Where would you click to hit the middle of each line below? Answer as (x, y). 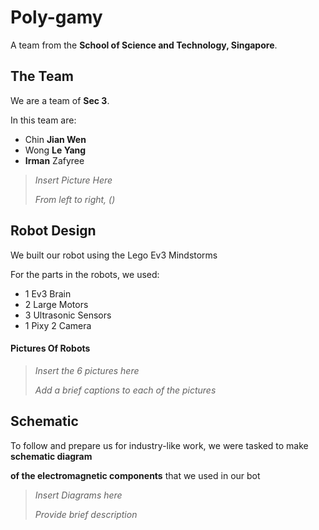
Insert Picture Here (73, 180)
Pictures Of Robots (50, 348)
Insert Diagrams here (78, 495)
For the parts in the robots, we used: (85, 274)
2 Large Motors (56, 304)
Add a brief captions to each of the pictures (125, 390)
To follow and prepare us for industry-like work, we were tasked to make (159, 445)
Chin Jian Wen (55, 139)
